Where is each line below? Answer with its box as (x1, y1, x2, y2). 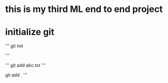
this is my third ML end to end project (5, 3, 163, 15)
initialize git (5, 26, 55, 38)
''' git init (5, 43, 24, 49)
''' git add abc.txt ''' (5, 62, 46, 68)
